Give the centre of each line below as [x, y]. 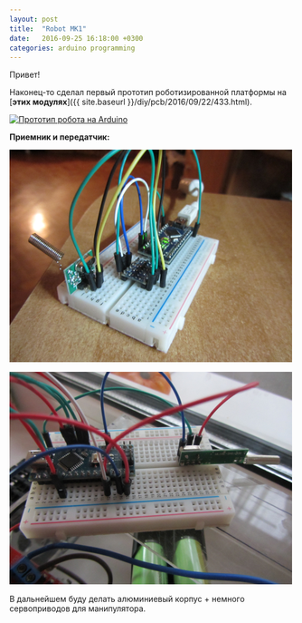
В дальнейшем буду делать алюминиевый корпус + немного [127, 599]
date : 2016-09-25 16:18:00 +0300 [76, 38]
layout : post [34, 19]
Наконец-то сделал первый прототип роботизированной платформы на [148, 92]
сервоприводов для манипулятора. [78, 608]
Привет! [25, 75]
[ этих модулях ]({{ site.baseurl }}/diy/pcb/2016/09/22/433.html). [131, 102]
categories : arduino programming [72, 48]
